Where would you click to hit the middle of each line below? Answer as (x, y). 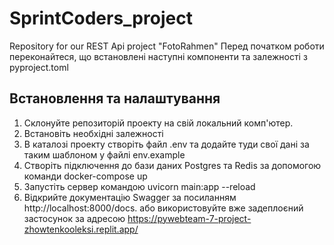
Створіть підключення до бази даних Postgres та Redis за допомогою (172, 165)
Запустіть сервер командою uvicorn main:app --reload (139, 186)
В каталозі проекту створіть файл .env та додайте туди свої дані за (166, 144)
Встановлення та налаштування (115, 98)
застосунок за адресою (74, 218)
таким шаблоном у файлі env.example (104, 154)
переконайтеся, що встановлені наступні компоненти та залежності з (158, 56)
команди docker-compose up (85, 176)
